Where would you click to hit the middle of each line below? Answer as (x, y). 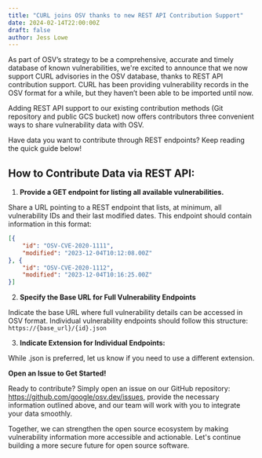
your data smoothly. (40, 414)
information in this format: (50, 224)
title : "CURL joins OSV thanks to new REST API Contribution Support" (126, 15)
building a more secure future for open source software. (99, 445)
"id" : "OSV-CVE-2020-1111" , (68, 245)
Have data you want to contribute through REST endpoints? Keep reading (127, 140)
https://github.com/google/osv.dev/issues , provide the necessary (114, 397)
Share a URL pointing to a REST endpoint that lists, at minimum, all (115, 207)
